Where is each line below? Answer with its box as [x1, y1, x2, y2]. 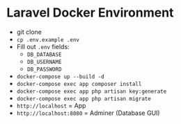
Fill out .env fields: [16, 42, 70, 51]
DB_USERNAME [26, 58, 62, 65]
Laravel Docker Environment [6, 5, 174, 21]
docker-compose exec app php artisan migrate [16, 95, 151, 102]
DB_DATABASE [26, 51, 62, 58]
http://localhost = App [16, 101, 86, 109]
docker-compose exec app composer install [16, 80, 142, 87]
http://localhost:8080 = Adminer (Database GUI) [16, 109, 161, 117]
